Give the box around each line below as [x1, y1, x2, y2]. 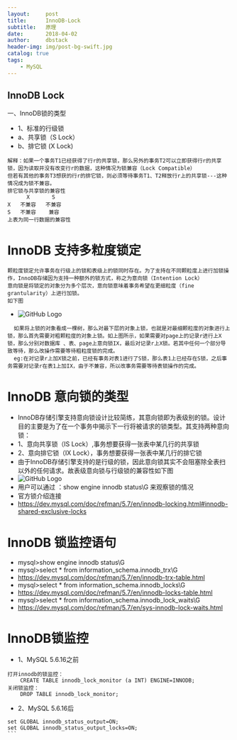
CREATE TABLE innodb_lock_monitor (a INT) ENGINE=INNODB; [20, 677, 195, 685]
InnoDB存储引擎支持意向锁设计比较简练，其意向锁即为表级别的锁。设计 [17, 413, 226, 422]
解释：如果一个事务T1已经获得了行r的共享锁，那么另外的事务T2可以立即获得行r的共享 [7, 158, 222, 165]
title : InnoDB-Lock [7, 17, 81, 24]
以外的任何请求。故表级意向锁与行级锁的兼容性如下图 [17, 466, 174, 475]
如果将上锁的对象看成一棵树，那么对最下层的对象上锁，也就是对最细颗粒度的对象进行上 [13, 325, 231, 332]
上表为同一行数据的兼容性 [7, 216, 71, 223]
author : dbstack [7, 37, 69, 44]
